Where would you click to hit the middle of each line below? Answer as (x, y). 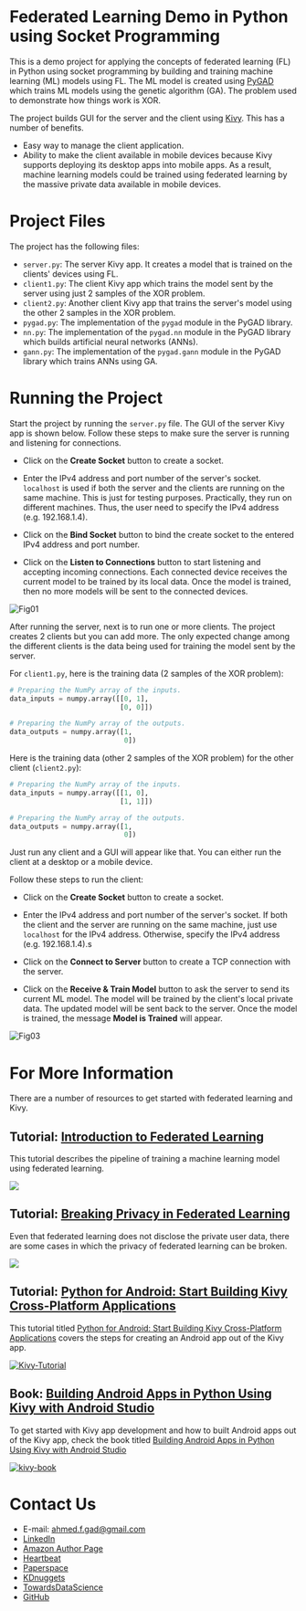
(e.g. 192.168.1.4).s (58, 944)
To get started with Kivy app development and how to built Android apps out (153, 1430)
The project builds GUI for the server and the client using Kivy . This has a (147, 118)
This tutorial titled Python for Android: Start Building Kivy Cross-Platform (146, 1328)
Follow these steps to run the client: (77, 879)
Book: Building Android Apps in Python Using (141, 1394)
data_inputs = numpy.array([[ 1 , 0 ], (79, 793)
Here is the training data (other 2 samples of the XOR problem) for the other (152, 758)
